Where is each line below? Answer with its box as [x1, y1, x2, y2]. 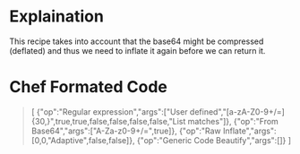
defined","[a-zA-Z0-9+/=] [189, 106, 285, 117]
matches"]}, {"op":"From [187, 115, 279, 126]
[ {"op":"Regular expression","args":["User [30, 106, 188, 117]
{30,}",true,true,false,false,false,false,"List [30, 115, 186, 126]
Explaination [9, 6, 105, 27]
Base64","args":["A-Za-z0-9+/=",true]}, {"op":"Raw [30, 125, 221, 136]
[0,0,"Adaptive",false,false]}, [30, 134, 135, 145]
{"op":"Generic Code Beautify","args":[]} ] [136, 134, 292, 145]
